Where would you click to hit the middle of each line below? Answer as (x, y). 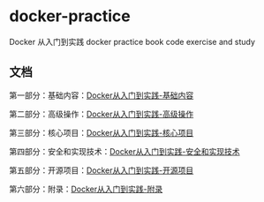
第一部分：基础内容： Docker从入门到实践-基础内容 (102, 95)
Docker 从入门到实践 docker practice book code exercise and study (132, 41)
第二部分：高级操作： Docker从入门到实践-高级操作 (102, 114)
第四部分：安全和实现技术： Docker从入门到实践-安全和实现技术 (124, 151)
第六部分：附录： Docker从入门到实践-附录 (86, 189)
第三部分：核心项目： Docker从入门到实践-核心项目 (102, 132)
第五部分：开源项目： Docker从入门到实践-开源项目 (102, 170)
